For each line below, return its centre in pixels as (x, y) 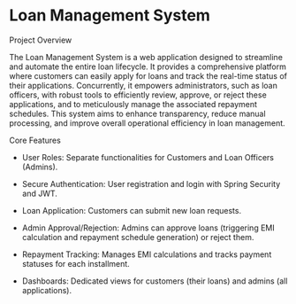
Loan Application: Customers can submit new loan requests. (131, 210)
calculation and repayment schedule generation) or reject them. (138, 237)
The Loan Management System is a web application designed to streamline (146, 57)
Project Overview (41, 40)
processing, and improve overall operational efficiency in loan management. (147, 123)
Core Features (35, 140)
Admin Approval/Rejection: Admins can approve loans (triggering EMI (148, 228)
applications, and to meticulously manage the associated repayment (133, 104)
